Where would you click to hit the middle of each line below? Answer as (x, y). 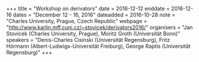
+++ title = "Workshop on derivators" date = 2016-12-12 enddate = (88, 9)
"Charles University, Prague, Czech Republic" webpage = (77, 21)
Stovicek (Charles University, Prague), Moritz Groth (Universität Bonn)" (93, 34)
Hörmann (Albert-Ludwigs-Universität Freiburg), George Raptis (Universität (98, 46)
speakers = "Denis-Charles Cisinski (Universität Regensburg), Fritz (88, 40)
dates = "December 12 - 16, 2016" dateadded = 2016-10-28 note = (94, 15)
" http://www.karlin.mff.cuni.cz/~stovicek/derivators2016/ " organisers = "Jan (99, 27)
